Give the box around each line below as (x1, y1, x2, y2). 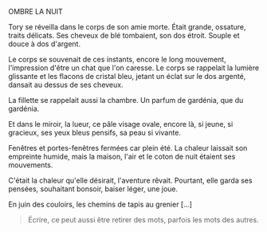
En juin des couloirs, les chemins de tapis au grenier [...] (8, 199, 193, 209)
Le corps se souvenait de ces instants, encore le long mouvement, (8, 55, 226, 64)
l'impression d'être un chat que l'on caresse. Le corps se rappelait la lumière (8, 63, 260, 73)
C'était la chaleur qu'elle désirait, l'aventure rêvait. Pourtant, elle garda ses (8, 175, 253, 185)
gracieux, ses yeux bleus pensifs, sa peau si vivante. (8, 128, 182, 137)
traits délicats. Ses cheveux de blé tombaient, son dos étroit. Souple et (8, 31, 241, 40)
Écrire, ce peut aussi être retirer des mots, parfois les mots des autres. (27, 215, 259, 224)
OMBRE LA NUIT (8, 7, 64, 16)
